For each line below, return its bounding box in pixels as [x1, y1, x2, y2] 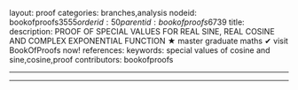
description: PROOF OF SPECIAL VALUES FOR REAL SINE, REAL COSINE [9, 26, 275, 36]
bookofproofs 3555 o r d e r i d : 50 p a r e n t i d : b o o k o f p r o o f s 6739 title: [9, 17, 246, 27]
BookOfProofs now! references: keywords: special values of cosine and [9, 45, 271, 56]
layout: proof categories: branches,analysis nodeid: [9, 8, 197, 18]
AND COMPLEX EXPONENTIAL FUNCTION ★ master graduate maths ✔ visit [9, 35, 288, 46]
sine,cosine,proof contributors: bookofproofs [9, 55, 174, 64]
